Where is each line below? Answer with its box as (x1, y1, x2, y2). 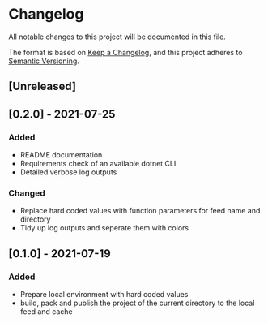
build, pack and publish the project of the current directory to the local (19, 298, 255, 308)
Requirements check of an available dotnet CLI (19, 159, 177, 169)
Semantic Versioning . (8, 56, 79, 66)
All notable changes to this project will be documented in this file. (8, 32, 227, 41)
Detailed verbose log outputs (19, 167, 117, 177)
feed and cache (19, 307, 73, 317)
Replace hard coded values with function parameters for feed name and (19, 206, 261, 216)
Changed (8, 187, 46, 199)
